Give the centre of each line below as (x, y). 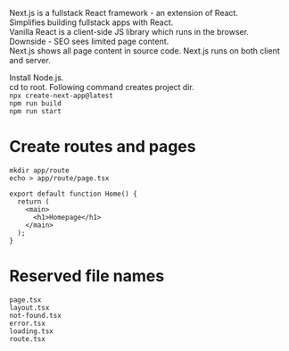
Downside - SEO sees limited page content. (89, 41)
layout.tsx (29, 307)
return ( (33, 201)
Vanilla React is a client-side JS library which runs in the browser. (129, 32)
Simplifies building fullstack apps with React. (91, 22)
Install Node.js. (37, 78)
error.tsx (28, 323)
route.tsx (28, 338)
